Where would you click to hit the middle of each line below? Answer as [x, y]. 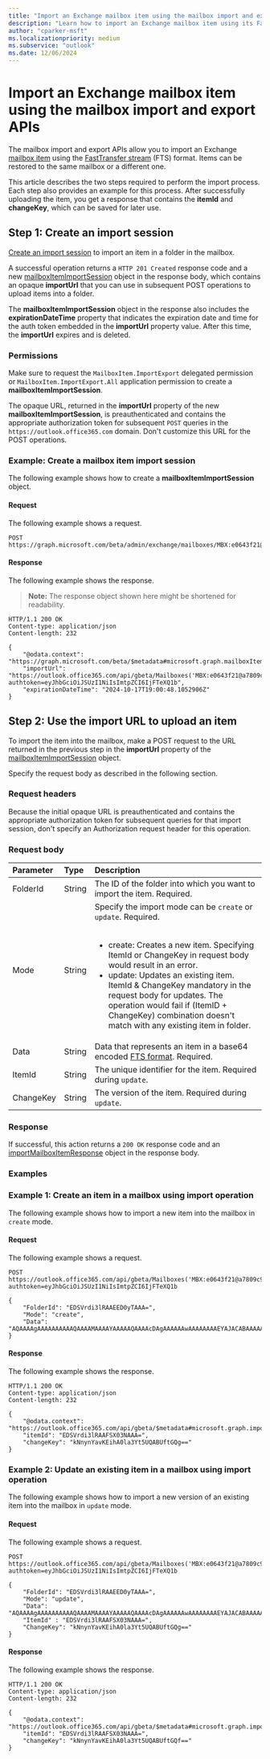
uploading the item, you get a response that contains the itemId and [121, 199]
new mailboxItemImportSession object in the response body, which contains [135, 276]
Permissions [33, 355]
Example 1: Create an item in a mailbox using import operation [131, 1195]
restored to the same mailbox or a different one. [87, 166]
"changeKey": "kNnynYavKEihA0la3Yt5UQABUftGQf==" [108, 1741]
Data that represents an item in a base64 [171, 1047]
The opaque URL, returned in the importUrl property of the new [114, 406]
